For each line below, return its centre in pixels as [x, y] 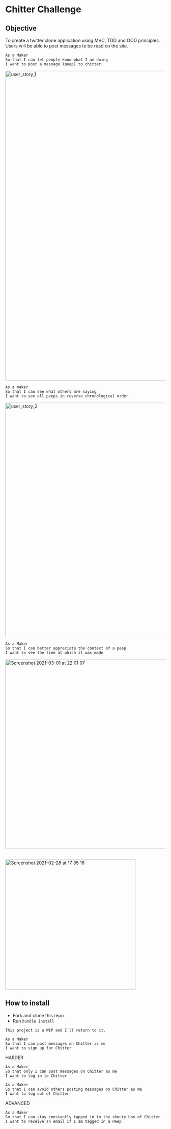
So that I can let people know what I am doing [57, 60]
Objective [21, 28]
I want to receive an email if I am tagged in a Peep [64, 1121]
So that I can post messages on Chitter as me [55, 1044]
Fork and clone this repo [38, 1015]
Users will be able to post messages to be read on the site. [67, 46]
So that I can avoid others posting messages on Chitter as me [74, 1089]
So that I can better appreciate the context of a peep [66, 648]
